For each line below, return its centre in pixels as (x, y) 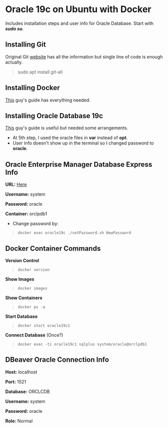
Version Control (22, 260)
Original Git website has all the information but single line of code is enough (84, 57)
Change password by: (35, 224)
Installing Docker (33, 88)
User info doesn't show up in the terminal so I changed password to (83, 143)
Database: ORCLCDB (28, 391)
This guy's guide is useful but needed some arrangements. (67, 128)
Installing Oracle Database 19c (54, 115)
